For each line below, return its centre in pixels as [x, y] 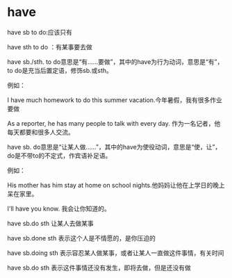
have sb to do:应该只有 [40, 32]
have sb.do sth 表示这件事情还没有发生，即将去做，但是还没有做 [99, 268]
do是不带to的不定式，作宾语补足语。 [59, 155]
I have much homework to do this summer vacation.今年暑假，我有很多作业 [115, 100]
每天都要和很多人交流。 [41, 132]
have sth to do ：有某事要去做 [50, 47]
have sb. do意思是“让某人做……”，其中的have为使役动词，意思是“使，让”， [114, 147]
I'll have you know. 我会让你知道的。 [59, 208]
